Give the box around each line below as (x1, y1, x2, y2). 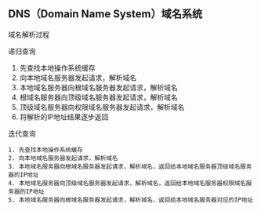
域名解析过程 (8, 30, 49, 39)
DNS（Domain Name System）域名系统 (8, 7, 203, 21)
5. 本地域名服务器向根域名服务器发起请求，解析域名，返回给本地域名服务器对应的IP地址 (8, 195, 253, 204)
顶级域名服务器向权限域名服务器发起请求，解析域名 (19, 102, 185, 111)
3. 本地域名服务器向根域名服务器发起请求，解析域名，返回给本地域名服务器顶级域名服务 (8, 162, 252, 170)
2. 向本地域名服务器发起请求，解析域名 (8, 154, 118, 162)
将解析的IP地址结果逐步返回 (19, 112, 109, 122)
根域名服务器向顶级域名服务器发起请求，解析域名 (19, 93, 178, 102)
